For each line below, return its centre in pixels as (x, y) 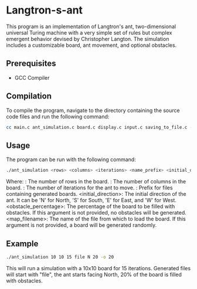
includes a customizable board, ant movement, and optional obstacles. (91, 45)
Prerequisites (31, 64)
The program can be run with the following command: (71, 159)
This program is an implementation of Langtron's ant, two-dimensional (91, 26)
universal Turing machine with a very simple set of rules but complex (89, 32)
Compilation (29, 96)
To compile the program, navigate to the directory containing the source (93, 110)
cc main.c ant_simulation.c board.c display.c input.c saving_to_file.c (97, 127)
